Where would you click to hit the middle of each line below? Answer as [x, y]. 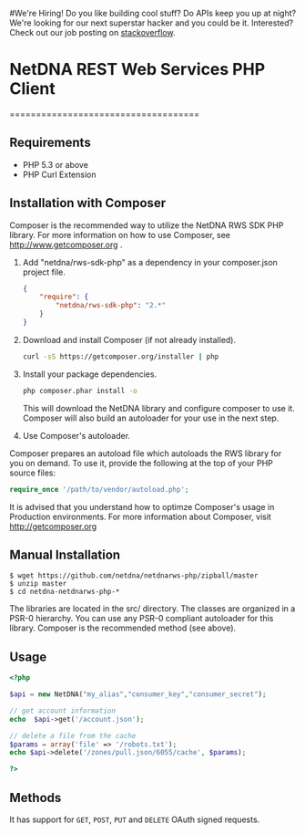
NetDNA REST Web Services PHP [137, 70]
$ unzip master [38, 584]
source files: [33, 473]
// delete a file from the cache [73, 735]
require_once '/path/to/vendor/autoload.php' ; [99, 489]
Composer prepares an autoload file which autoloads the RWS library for [146, 453]
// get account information [63, 711]
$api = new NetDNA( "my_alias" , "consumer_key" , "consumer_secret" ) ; [138, 694]
